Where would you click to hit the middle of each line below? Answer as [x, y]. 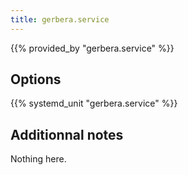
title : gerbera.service [60, 19]
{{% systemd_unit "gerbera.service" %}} [94, 103]
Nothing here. [38, 159]
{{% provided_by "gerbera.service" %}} [92, 48]
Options [36, 79]
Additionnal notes [67, 134]
